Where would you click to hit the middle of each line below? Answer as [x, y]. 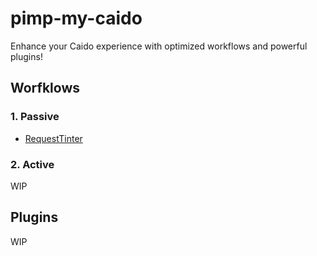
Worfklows [45, 88]
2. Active [32, 164]
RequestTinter [53, 138]
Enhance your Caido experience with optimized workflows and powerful [159, 46]
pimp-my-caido [76, 18]
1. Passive [35, 117]
